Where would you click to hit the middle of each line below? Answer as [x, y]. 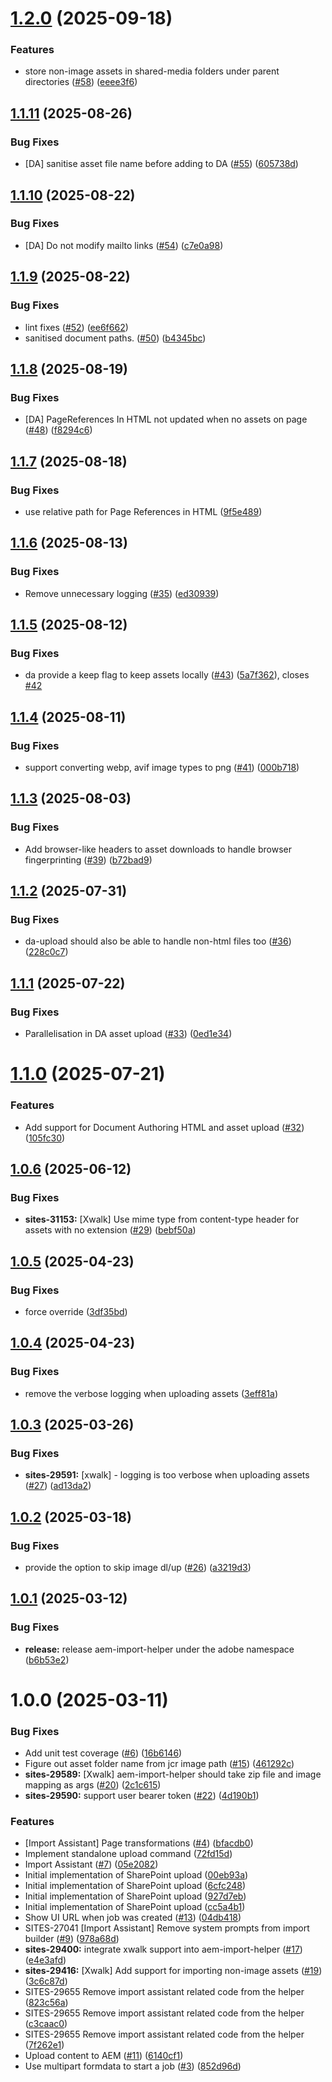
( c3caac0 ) [46, 2024]
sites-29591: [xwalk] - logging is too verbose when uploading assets [167, 1475]
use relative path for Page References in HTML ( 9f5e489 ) [143, 511]
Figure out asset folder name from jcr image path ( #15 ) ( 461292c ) [159, 1764]
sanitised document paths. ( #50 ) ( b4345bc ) [115, 338]
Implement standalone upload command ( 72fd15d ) [128, 1854]
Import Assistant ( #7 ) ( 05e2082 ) [91, 1864]
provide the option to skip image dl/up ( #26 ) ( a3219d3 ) [138, 1567]
